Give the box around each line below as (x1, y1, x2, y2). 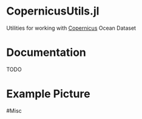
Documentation (6, 46, 87, 59)
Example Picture (6, 87, 90, 101)
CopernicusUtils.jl (6, 4, 100, 18)
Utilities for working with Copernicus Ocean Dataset (6, 24, 137, 32)
